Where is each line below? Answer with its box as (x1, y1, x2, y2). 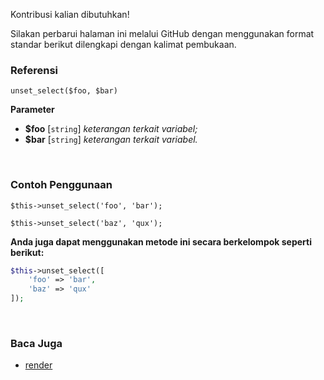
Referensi (10, 63, 58, 77)
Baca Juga (10, 337, 63, 351)
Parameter (10, 104, 55, 116)
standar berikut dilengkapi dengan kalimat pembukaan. (10, 39, 237, 50)
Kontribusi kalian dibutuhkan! (10, 9, 130, 20)
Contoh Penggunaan (10, 178, 113, 192)
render (24, 359, 53, 371)
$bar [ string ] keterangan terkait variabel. (24, 134, 198, 146)
